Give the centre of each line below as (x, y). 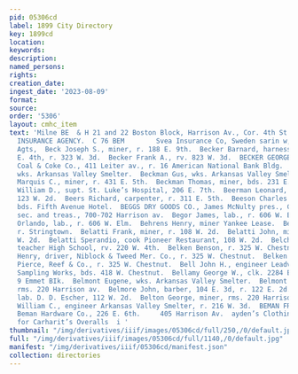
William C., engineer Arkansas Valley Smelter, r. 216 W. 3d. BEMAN (148, 306)
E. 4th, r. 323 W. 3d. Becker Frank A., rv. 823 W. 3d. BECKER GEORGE (154, 157)
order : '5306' (35, 116)
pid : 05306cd (33, 17)
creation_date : (37, 83)
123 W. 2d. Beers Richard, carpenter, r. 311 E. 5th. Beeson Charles (153, 199)
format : (24, 100)
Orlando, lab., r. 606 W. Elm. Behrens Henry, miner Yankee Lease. (146, 223)
